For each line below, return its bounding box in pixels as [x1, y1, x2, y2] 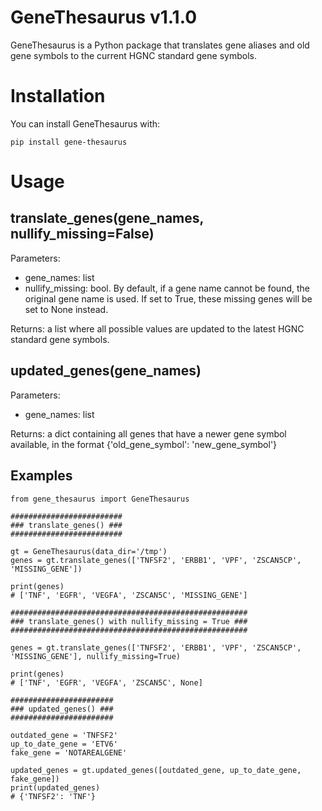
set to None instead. [24, 303, 109, 315]
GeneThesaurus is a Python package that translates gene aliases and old [10, 39, 310, 51]
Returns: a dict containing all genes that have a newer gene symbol [10, 427, 287, 440]
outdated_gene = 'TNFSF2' [10, 730, 118, 740]
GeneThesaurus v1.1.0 [10, 6, 198, 29]
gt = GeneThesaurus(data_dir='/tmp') [10, 546, 168, 556]
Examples [10, 467, 73, 485]
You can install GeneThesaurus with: [10, 117, 161, 130]
